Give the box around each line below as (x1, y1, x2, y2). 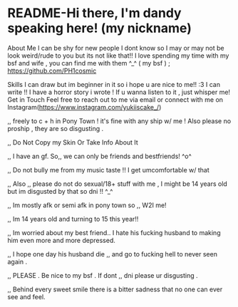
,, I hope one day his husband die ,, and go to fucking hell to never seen (7, 249, 217, 258)
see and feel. (7, 292, 46, 301)
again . (7, 257, 27, 266)
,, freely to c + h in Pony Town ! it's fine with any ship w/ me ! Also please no (7, 116, 232, 125)
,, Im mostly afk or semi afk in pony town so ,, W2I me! (7, 201, 167, 209)
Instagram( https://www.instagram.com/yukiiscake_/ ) (7, 103, 162, 111)
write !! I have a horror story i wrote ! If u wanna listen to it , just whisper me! (7, 88, 230, 96)
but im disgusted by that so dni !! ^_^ (7, 187, 113, 195)
